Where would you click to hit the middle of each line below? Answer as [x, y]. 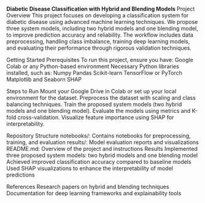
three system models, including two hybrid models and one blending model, [102, 28]
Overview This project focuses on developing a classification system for [98, 15]
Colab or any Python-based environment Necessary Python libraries [93, 66]
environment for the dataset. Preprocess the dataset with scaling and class [101, 98]
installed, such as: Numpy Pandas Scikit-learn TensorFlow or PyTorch [95, 73]
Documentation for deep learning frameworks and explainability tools [94, 193]
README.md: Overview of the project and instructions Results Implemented [102, 149]
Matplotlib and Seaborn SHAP [44, 79]
